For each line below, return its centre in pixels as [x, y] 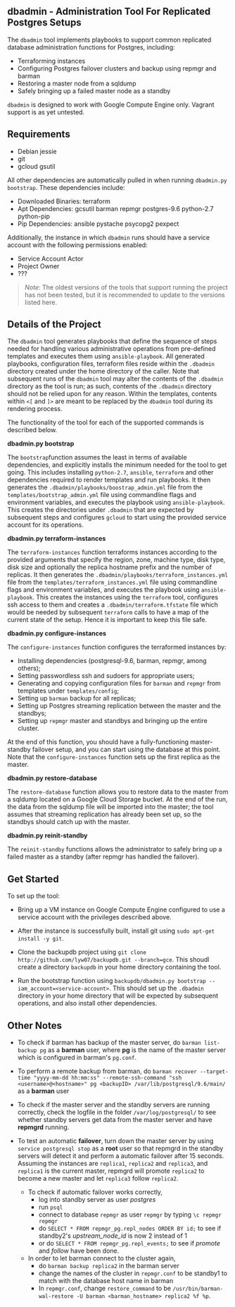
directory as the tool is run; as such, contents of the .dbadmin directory [110, 386]
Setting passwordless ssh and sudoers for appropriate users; [106, 676]
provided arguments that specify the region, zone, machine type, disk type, [116, 560]
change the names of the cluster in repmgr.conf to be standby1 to [133, 1273]
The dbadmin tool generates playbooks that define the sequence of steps [112, 341]
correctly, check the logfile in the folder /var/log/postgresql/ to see [117, 1112]
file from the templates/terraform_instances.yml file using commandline [112, 583]
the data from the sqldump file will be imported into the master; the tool [110, 807]
